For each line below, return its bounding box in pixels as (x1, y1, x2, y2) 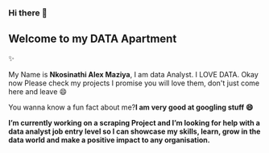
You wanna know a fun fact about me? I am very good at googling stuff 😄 (8, 102, 254, 112)
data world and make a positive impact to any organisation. (8, 134, 211, 144)
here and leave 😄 (8, 86, 67, 96)
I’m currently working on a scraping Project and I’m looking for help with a (8, 118, 260, 127)
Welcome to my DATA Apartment (8, 32, 177, 46)
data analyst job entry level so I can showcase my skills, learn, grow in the (8, 126, 261, 136)
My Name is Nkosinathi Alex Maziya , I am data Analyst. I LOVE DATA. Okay (8, 69, 259, 79)
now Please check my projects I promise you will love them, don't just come (8, 78, 260, 88)
